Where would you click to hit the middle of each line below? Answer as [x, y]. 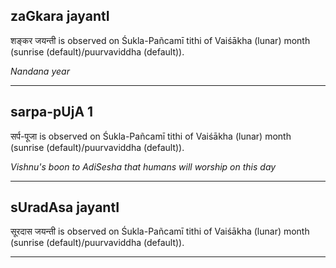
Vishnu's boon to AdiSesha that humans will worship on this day [143, 166]
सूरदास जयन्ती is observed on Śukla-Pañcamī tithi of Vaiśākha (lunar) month [160, 231]
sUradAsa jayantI [65, 207]
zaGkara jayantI [60, 16]
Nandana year [40, 71]
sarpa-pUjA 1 [52, 112]
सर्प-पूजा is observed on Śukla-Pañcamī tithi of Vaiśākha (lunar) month [151, 136]
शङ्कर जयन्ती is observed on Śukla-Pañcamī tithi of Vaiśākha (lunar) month [160, 40]
